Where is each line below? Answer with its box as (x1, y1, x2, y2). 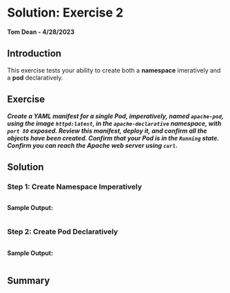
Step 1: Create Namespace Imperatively (7, 182, 143, 191)
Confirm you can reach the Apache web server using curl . (7, 141, 178, 149)
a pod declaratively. (7, 73, 63, 82)
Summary (7, 274, 50, 286)
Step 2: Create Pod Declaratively (7, 227, 118, 236)
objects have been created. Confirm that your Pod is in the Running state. (7, 133, 220, 142)
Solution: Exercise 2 (7, 5, 124, 21)
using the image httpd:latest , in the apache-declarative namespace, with (7, 119, 222, 127)
